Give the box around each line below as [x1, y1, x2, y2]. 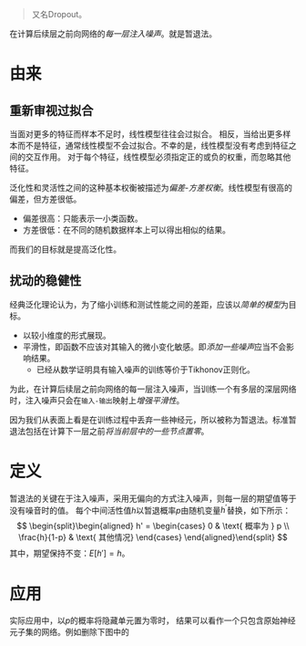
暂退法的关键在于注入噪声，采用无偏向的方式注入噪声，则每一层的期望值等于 [9, 493, 297, 504]
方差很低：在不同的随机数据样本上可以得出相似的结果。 [22, 224, 230, 235]
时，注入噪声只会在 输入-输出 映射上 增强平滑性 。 [9, 394, 185, 405]
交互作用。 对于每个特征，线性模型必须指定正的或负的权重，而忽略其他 [25, 151, 291, 162]
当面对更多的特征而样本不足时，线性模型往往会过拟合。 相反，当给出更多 [9, 129, 283, 140]
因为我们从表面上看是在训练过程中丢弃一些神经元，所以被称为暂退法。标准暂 [9, 414, 297, 425]
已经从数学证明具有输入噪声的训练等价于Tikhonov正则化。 [36, 364, 255, 375]
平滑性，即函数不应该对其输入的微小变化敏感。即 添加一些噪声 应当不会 [22, 341, 287, 352]
